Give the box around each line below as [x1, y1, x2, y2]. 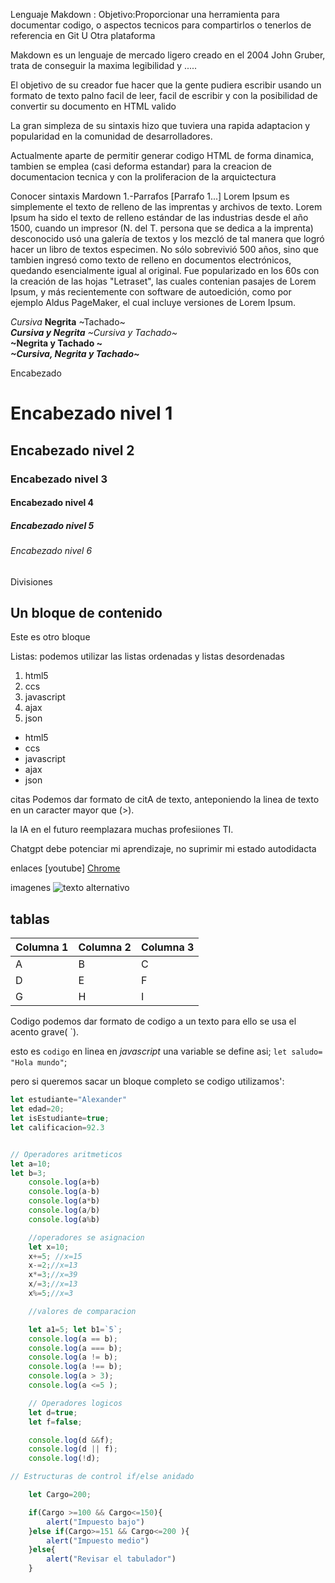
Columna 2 [78, 940, 132, 954]
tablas [10, 910, 50, 928]
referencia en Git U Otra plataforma [10, 30, 156, 41]
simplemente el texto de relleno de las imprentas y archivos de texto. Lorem [10, 201, 323, 213]
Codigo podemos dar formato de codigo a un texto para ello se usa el [10, 1015, 297, 1028]
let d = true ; [28, 1407, 78, 1418]
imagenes [10, 882, 52, 894]
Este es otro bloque [10, 631, 91, 643]
